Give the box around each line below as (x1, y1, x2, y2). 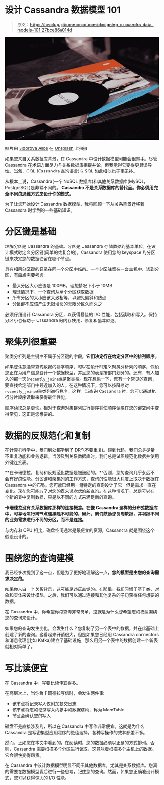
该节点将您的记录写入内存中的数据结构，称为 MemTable (12, 707, 124, 713)
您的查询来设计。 (5, 615, 40, 621)
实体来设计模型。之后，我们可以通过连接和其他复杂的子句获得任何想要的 (13, 592, 159, 598)
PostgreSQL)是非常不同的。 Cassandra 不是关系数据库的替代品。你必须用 (5, 184, 154, 190)
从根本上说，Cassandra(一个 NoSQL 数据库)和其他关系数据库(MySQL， (5, 178, 148, 184)
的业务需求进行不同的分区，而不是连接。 (5, 517, 86, 523)
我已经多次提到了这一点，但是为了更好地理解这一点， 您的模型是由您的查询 (5, 569, 155, 576)
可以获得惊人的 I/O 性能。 (18, 775, 69, 781)
